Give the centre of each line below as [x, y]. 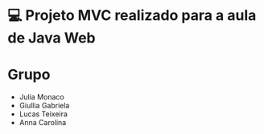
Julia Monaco [42, 97]
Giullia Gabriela [44, 106]
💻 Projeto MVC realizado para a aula [132, 16]
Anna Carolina [43, 123]
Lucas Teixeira [43, 114]
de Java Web [52, 38]
